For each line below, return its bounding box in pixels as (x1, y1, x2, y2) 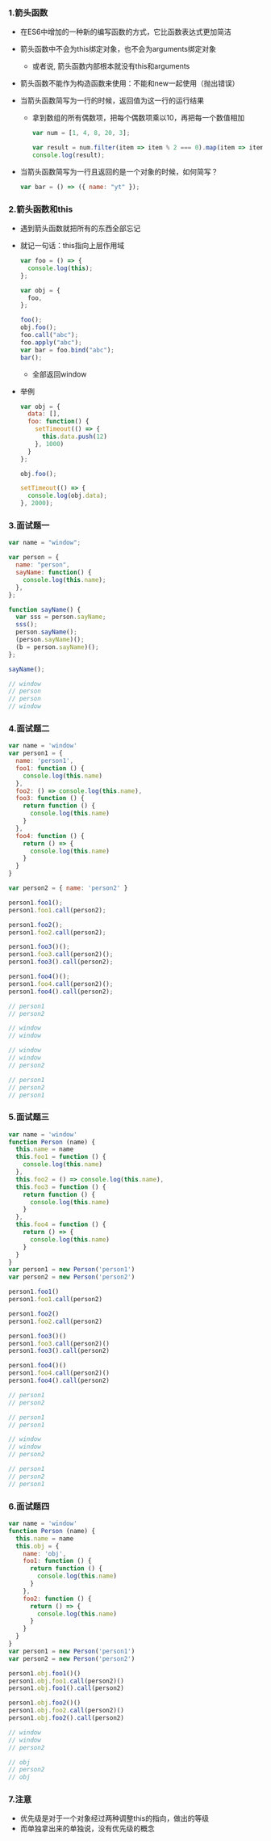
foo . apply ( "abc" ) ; (19, 338, 82, 347)
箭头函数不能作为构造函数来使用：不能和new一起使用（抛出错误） (19, 78, 240, 88)
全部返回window (31, 369, 87, 379)
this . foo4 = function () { (15, 1220, 106, 1229)
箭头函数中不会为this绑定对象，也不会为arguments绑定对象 (19, 44, 216, 54)
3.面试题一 (8, 520, 50, 531)
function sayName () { (8, 605, 81, 613)
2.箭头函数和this (8, 204, 73, 215)
